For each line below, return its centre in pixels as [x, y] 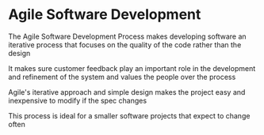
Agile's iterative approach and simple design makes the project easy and [127, 92]
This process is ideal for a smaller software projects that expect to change [129, 115]
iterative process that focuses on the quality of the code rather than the [125, 44]
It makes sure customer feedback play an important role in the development [132, 68]
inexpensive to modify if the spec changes [78, 100]
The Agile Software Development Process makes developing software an [128, 36]
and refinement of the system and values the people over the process [122, 77]
